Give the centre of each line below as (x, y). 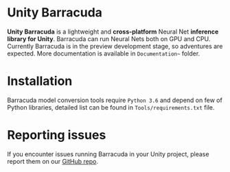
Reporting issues (57, 135)
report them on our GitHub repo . (53, 161)
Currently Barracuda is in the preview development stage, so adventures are (115, 46)
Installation (40, 81)
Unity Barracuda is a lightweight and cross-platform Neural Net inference (113, 32)
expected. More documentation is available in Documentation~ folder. (104, 53)
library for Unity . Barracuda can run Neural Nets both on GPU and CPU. (109, 38)
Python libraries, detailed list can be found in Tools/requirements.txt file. (111, 107)
